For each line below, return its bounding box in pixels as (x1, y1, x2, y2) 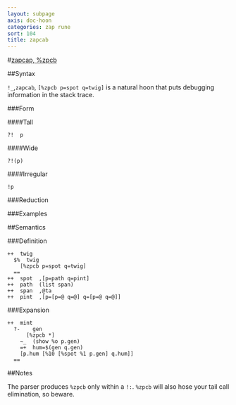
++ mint (7, 320, 33, 327)
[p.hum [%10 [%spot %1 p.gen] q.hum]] (20, 350, 134, 358)
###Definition (7, 237, 47, 245)
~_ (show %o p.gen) (20, 338, 80, 345)
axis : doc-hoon (7, 17, 52, 24)
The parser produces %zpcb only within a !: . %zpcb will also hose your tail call (7, 382, 230, 391)
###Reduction (7, 196, 49, 204)
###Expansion (7, 306, 49, 314)
